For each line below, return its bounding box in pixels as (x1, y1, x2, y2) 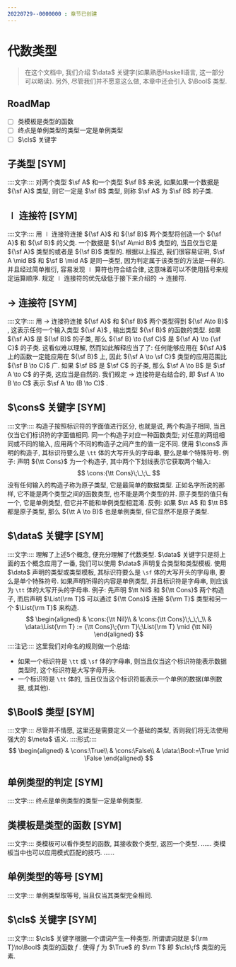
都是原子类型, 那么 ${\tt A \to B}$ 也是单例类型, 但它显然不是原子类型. (7, 507, 210, 516)
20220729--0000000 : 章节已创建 (7, 10, 98, 18)
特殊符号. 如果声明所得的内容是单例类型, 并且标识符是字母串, (31, 577, 208, 585)
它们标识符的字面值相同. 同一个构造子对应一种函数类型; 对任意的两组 (19, 430, 219, 439)
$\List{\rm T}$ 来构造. (15, 603, 79, 611)
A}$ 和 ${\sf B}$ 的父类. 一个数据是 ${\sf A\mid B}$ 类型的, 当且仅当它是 (7, 239, 218, 247)
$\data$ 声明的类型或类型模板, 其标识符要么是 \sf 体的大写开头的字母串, (7, 567, 218, 576)
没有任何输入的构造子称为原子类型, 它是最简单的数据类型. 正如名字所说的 (7, 480, 219, 489)
